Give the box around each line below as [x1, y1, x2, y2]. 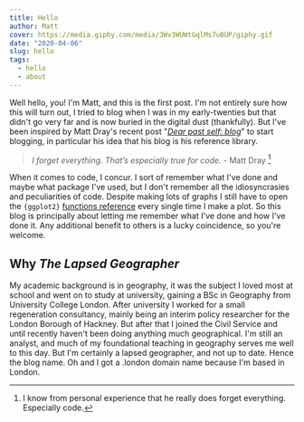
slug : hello [9, 47, 54, 56]
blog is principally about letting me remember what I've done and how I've [9, 210, 286, 222]
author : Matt [9, 22, 59, 31]
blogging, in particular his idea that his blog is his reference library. [9, 135, 258, 146]
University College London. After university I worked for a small [9, 300, 246, 311]
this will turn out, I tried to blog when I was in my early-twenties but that [9, 106, 277, 118]
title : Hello [9, 13, 59, 23]
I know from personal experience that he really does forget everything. [22, 393, 287, 404]
